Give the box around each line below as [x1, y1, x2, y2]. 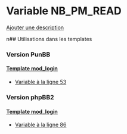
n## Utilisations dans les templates [6, 35, 92, 42]
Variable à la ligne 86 [14, 121, 67, 129]
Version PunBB [6, 50, 51, 58]
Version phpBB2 [6, 93, 55, 101]
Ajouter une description [6, 24, 64, 31]
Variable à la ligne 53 [14, 79, 67, 86]
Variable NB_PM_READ [6, 4, 122, 18]
